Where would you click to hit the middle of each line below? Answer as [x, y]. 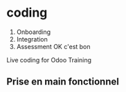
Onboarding [34, 32]
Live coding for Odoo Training [49, 59]
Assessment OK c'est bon [53, 46]
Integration [32, 39]
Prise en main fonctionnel [63, 82]
